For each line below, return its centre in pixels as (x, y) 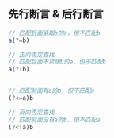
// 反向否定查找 (31, 112)
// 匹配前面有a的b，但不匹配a (51, 91)
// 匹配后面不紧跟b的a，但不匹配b (57, 62)
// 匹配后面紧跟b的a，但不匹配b (54, 33)
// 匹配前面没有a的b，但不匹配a (54, 120)
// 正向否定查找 (31, 55)
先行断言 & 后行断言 (56, 14)
